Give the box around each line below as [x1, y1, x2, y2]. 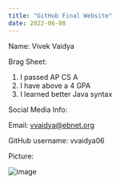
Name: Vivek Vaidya [8, 41, 74, 50]
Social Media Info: [8, 105, 68, 114]
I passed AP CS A [19, 72, 78, 82]
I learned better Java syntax [19, 89, 113, 98]
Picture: [8, 151, 34, 161]
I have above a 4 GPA [19, 81, 91, 90]
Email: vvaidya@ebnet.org [8, 120, 94, 130]
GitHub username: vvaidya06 [8, 135, 106, 145]
